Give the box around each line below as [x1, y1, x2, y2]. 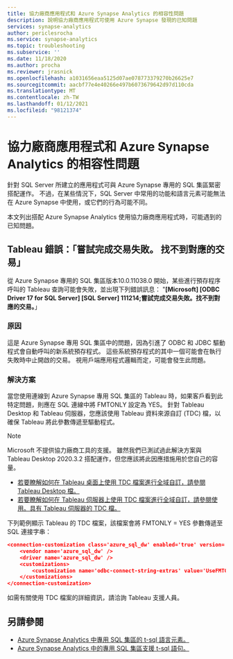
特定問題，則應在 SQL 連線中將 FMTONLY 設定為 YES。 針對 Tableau [7, 400, 205, 409]
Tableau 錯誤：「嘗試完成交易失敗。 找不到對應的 [7, 243, 216, 255]
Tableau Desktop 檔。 [17, 487, 80, 495]
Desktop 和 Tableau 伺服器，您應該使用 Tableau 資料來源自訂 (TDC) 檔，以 [7, 409, 221, 418]
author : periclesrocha [7, 29, 73, 37]
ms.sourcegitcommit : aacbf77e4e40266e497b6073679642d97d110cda [7, 81, 194, 88]
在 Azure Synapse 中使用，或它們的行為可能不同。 [7, 198, 151, 206]
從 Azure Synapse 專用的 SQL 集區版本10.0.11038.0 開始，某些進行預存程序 [7, 276, 221, 284]
